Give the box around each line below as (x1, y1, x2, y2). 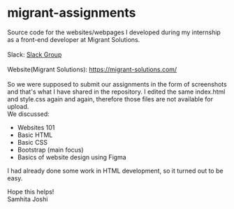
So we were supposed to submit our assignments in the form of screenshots (7, 80, 227, 88)
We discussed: (7, 110, 50, 118)
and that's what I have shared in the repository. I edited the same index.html (7, 87, 226, 96)
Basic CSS (17, 138, 47, 146)
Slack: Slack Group (7, 50, 62, 59)
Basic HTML (17, 131, 53, 139)
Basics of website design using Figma (17, 152, 127, 161)
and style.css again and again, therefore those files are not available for (7, 94, 213, 103)
